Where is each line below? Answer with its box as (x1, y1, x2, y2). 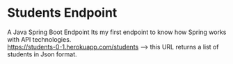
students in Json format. (7, 50, 78, 58)
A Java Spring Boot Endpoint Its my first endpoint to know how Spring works (7, 28, 227, 36)
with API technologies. (7, 35, 72, 43)
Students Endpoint (7, 5, 118, 21)
